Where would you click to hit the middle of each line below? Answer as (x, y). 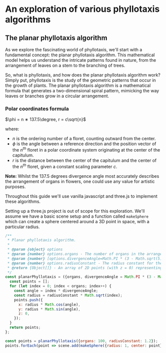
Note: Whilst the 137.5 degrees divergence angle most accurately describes (82, 176)
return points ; (25, 328)
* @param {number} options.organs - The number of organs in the (76, 254)
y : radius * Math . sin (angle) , (49, 309)
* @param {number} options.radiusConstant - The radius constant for (80, 263)
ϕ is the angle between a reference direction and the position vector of (84, 144)
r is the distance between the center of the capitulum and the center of (84, 160)
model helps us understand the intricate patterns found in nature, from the (81, 60)
